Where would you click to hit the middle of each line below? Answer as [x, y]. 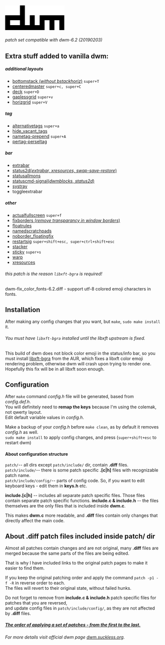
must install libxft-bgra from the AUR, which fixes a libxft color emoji [74, 358]
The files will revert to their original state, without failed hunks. [68, 588]
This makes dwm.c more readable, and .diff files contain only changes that [82, 515]
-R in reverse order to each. [37, 583]
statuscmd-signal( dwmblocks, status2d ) [53, 181]
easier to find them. [25, 568]
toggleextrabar [27, 192]
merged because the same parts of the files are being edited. [67, 553]
